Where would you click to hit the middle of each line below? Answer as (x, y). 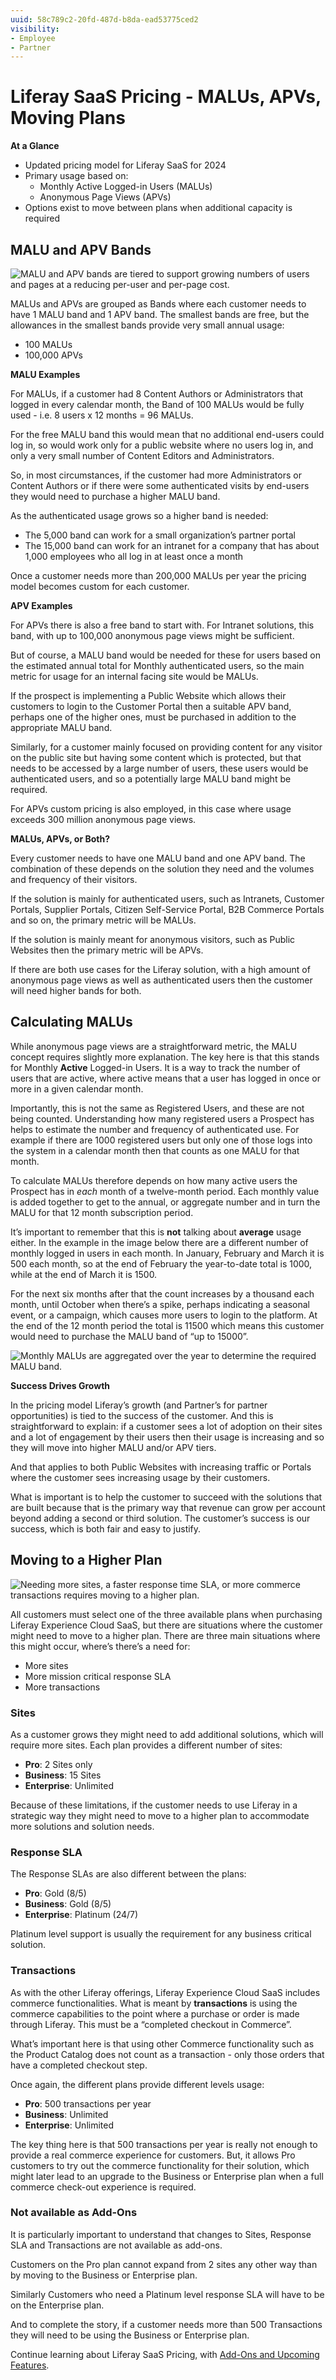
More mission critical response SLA (98, 1676)
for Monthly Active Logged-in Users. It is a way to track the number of (155, 1067)
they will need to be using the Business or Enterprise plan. (130, 2335)
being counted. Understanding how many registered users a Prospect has (162, 1118)
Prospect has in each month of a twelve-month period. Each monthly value (165, 1191)
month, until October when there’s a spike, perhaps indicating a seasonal (160, 1304)
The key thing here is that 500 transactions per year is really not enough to (164, 2144)
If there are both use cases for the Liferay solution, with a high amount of (160, 969)
